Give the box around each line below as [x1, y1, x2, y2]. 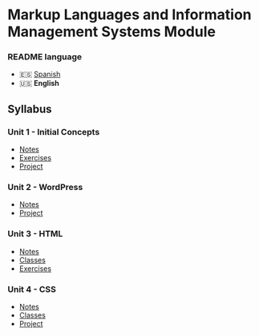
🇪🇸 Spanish [18, 70, 61, 79]
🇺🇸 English [18, 79, 59, 88]
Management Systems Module [7, 22, 216, 41]
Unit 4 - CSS [7, 283, 57, 294]
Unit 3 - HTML [7, 229, 63, 240]
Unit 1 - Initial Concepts [7, 126, 100, 137]
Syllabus [7, 102, 53, 115]
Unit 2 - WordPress [7, 182, 83, 193]
